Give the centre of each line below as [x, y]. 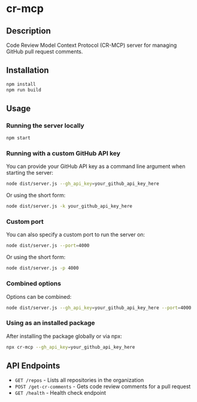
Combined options [34, 284]
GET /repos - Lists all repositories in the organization [79, 380]
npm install [21, 84]
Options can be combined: [39, 296]
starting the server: [30, 173]
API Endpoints [33, 366]
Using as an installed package [51, 323]
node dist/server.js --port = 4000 [48, 246]
